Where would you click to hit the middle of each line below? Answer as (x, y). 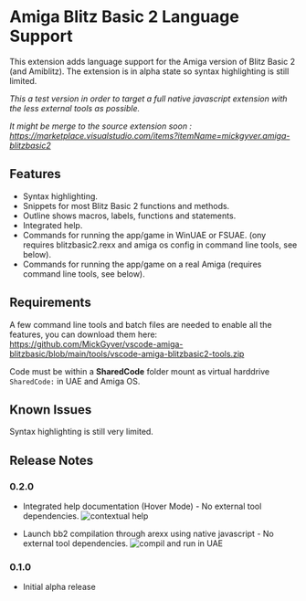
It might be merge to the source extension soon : (101, 126)
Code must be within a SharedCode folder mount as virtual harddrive (140, 371)
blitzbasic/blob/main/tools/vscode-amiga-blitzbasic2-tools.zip (127, 353)
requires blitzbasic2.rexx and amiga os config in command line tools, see (160, 245)
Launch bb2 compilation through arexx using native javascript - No (148, 534)
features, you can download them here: (84, 334)
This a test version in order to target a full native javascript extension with (148, 99)
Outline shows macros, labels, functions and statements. (129, 216)
